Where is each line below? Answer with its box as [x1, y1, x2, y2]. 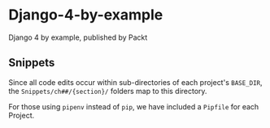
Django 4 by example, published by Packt [8, 32, 148, 42]
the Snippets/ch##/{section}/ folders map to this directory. [8, 86, 207, 96]
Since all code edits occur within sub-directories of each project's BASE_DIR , [8, 77, 263, 87]
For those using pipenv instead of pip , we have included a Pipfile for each [8, 101, 259, 111]
